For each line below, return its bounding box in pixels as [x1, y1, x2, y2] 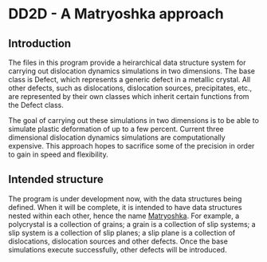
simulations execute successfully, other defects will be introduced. [8, 244, 227, 254]
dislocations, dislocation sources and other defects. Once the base [8, 236, 229, 246]
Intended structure [8, 173, 104, 186]
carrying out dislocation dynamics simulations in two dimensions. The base [8, 66, 256, 76]
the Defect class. [8, 101, 64, 109]
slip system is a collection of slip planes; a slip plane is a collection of [8, 228, 236, 237]
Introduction [8, 37, 72, 50]
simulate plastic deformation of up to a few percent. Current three [8, 125, 225, 133]
